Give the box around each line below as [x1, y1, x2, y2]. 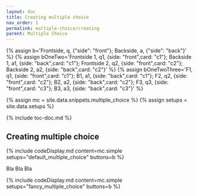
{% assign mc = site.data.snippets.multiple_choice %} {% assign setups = [6, 96, 187, 104]
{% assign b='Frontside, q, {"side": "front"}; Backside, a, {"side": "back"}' [6, 47, 187, 54]
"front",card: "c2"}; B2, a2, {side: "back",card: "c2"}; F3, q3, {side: [6, 78, 169, 86]
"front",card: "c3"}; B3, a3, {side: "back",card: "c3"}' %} [6, 85, 144, 92]
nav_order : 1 [6, 20, 39, 26]
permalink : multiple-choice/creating [6, 25, 100, 31]
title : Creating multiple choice [6, 14, 89, 20]
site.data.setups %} [6, 103, 55, 110]
